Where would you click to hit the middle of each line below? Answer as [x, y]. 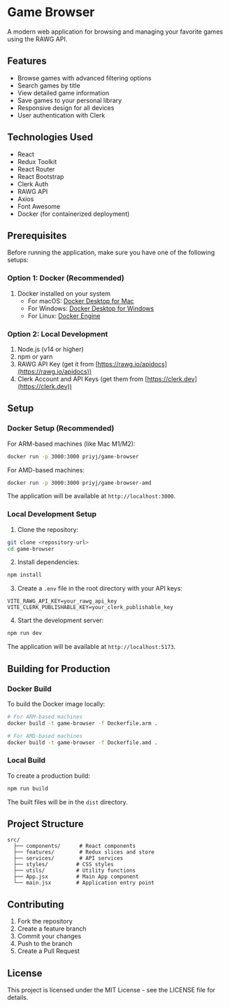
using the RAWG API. [37, 39]
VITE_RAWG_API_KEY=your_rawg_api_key [62, 601]
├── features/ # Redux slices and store [84, 852]
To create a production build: [49, 776]
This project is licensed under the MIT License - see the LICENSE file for [111, 990]
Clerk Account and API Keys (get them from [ [82, 378]
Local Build [27, 760]
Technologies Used [50, 137]
